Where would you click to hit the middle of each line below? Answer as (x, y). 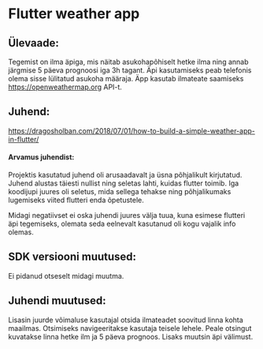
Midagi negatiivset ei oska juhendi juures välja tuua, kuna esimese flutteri (127, 216)
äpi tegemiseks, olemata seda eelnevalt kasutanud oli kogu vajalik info (122, 224)
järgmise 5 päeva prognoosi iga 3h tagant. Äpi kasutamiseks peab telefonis (130, 70)
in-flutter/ (24, 139)
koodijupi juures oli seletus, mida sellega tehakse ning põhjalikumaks (120, 192)
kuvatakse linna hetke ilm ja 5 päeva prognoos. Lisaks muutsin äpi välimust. (131, 336)
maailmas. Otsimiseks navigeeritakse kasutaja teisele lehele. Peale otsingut (130, 328)
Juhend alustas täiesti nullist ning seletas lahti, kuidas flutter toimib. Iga (124, 183)
